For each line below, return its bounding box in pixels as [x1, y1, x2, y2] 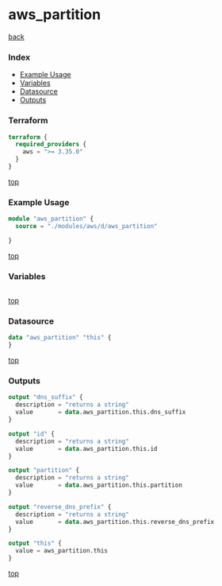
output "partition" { [8, 467, 80, 475]
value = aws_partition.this [15, 547, 109, 555]
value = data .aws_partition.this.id [15, 444, 158, 452]
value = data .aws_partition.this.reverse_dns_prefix [15, 518, 215, 526]
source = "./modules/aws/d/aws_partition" [15, 223, 158, 231]
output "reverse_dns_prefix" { [8, 503, 112, 510]
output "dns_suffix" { [8, 394, 83, 402]
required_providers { [15, 141, 87, 149]
